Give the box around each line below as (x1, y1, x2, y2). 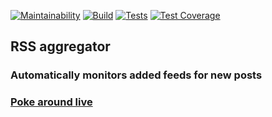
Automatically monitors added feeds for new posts (10, 68, 263, 82)
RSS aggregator (10, 38, 111, 55)
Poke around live (10, 95, 93, 109)
